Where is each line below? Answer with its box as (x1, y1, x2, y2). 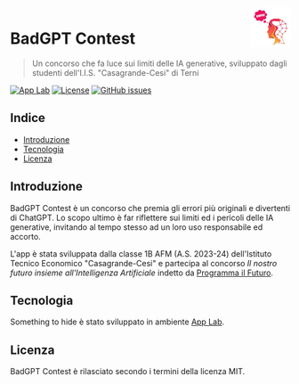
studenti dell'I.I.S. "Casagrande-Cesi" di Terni (31, 67, 199, 78)
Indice (10, 110, 45, 126)
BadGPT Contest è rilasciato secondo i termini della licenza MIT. (10, 366, 246, 377)
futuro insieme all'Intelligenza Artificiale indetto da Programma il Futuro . (10, 267, 274, 278)
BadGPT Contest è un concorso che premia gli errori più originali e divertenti (10, 202, 291, 213)
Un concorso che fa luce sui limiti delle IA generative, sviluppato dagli (31, 58, 287, 69)
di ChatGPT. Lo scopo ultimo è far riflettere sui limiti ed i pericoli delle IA (10, 212, 274, 223)
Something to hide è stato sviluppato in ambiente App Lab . (10, 316, 225, 327)
